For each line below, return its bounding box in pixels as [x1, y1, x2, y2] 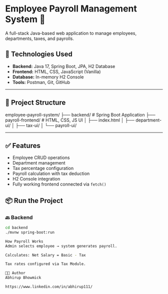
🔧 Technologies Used [5, 50, 72, 58]
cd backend [5, 225, 28, 230]
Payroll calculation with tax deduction [12, 170, 90, 176]
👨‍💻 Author [5, 270, 26, 275]
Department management [12, 160, 66, 166]
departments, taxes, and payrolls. [5, 35, 74, 41]
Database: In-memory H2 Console [12, 73, 84, 80]
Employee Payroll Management [5, 3, 137, 14]
